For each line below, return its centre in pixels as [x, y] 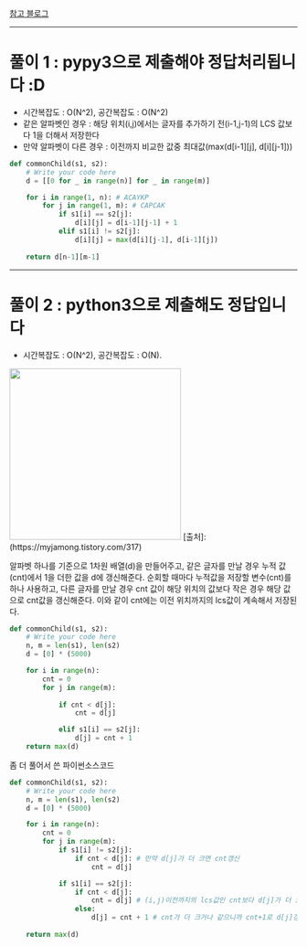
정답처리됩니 [252, 63]
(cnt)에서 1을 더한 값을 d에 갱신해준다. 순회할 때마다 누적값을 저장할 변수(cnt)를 [151, 577]
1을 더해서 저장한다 [66, 134]
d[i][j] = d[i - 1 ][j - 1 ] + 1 [126, 223]
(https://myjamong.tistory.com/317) [76, 547]
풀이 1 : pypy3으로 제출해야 [107, 63]
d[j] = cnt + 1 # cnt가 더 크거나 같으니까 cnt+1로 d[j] [192, 918]
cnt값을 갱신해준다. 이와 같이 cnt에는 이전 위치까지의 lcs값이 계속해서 [149, 600]
